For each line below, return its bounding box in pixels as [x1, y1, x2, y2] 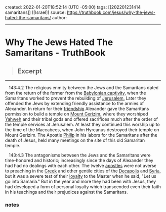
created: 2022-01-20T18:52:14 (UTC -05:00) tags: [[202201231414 [5, 4, 141, 10]
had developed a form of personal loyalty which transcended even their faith [5, 184, 161, 190]
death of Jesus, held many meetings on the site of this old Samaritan [5, 137, 145, 143]
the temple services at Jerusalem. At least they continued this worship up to [5, 121, 160, 127]
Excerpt [17, 67, 42, 75]
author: [52, 15, 67, 20]
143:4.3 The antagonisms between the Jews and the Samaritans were [8, 152, 151, 158]
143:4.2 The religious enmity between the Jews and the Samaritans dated [8, 85, 159, 91]
